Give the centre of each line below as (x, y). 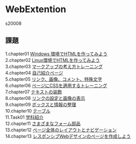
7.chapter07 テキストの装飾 (34, 92)
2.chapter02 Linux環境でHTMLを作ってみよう (53, 60)
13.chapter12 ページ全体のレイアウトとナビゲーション (61, 130)
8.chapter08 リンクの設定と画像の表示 (45, 98)
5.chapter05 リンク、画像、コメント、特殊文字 (54, 79)
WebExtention (36, 9)
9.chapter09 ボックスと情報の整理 (41, 104)
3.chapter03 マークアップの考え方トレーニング (54, 66)
